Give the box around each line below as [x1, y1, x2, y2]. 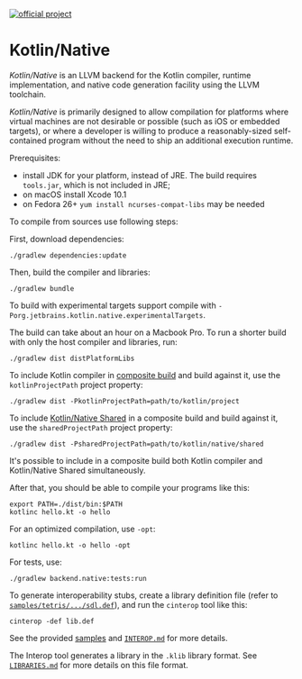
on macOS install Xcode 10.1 [22, 189, 127, 200]
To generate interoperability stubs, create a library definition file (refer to [9, 590, 279, 601]
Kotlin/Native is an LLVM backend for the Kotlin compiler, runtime [9, 69, 252, 80]
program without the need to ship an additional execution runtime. [48, 135, 294, 146]
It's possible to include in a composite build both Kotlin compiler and [9, 455, 263, 466]
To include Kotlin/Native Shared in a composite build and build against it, [9, 412, 279, 423]
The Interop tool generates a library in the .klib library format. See [9, 649, 258, 661]
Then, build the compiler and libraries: [9, 267, 151, 277]
